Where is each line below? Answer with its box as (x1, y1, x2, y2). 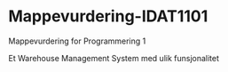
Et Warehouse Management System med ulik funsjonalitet (8, 52, 219, 63)
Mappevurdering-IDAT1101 (8, 6, 208, 27)
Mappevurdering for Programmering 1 (8, 36, 146, 46)
